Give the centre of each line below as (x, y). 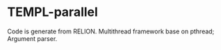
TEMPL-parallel (53, 12)
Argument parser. (32, 38)
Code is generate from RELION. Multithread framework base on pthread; (111, 31)
